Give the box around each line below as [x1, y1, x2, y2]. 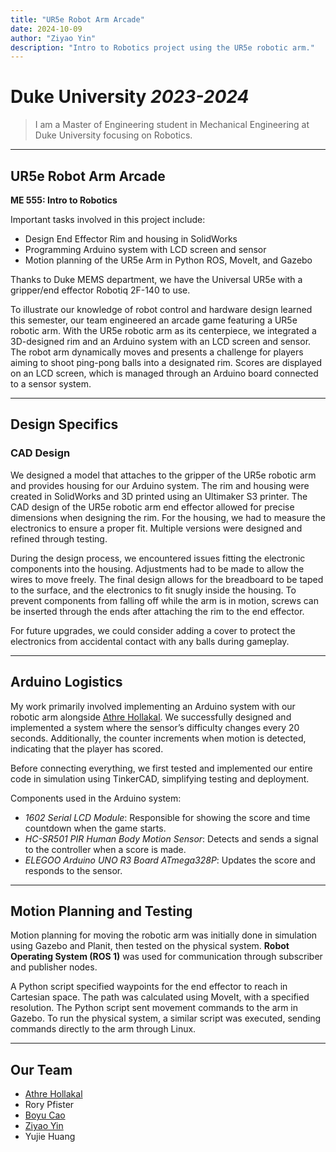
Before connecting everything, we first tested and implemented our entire [10, 762, 313, 774]
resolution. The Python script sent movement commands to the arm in [10, 1002, 299, 1014]
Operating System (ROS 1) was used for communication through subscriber [10, 951, 323, 963]
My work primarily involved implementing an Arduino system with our [10, 700, 296, 712]
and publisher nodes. [10, 961, 98, 973]
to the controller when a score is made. [24, 843, 187, 855]
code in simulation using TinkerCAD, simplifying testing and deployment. [10, 772, 310, 785]
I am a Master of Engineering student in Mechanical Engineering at [34, 119, 310, 131]
